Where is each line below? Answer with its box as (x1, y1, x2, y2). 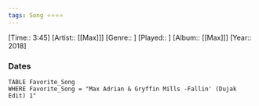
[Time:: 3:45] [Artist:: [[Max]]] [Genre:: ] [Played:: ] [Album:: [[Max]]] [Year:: (8, 33, 252, 42)
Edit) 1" (8, 91, 37, 100)
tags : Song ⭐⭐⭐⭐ (8, 11, 64, 19)
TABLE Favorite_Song (8, 78, 76, 86)
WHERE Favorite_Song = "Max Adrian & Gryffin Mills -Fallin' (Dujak (8, 85, 237, 93)
